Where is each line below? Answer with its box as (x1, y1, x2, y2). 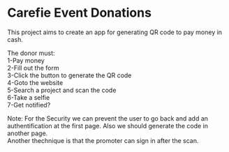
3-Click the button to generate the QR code (7, 71, 132, 79)
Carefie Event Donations (7, 5, 152, 21)
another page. (7, 129, 48, 137)
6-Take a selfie (7, 93, 50, 102)
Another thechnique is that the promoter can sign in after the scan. (7, 136, 199, 144)
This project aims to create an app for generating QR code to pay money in (7, 28, 222, 36)
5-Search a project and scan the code (7, 86, 117, 94)
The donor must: (7, 49, 55, 57)
